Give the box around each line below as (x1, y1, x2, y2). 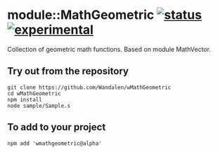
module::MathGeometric (7, 7, 155, 23)
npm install (7, 96, 42, 103)
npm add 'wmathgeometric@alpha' (7, 140, 102, 147)
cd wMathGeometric (7, 90, 61, 97)
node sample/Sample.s (7, 102, 71, 109)
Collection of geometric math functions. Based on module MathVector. (7, 45, 211, 53)
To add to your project (7, 121, 106, 133)
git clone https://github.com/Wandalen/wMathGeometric (7, 84, 172, 91)
